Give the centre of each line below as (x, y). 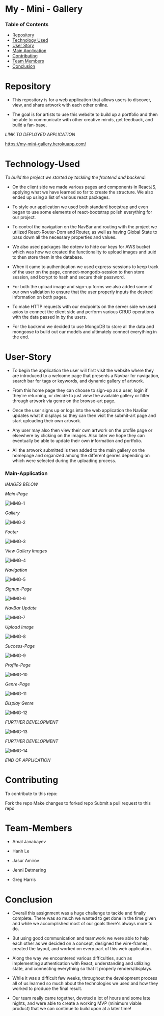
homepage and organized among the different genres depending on (81, 456)
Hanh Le (21, 851)
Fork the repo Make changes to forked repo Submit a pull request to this (78, 803)
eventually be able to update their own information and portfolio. (77, 441)
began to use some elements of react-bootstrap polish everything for (82, 212)
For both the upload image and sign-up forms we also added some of (82, 287)
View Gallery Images (26, 550)
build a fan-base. (29, 125)
